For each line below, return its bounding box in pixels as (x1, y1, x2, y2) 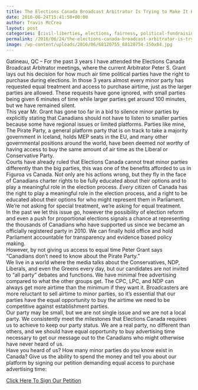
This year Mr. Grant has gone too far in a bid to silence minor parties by (6, 108, 179, 115)
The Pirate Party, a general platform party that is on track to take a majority (6, 126, 188, 134)
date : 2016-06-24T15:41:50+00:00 (6, 14, 88, 20)
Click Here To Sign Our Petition (6, 376, 81, 384)
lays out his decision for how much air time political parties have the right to (6, 70, 190, 77)
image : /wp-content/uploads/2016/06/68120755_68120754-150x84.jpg (6, 42, 173, 48)
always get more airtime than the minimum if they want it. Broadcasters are (6, 284, 189, 291)
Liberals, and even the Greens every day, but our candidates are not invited (6, 265, 189, 272)
